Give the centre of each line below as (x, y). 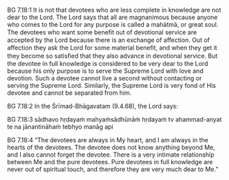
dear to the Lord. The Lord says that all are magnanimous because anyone (112, 17)
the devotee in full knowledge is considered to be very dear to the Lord (108, 64)
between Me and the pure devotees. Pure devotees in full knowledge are (110, 162)
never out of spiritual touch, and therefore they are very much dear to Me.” (113, 169)
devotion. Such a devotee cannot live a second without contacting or (105, 78)
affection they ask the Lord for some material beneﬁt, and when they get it (112, 48)
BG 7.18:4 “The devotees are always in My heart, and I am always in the (108, 140)
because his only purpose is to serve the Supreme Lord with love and (106, 71)
